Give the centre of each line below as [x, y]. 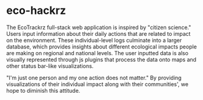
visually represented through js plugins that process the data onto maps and [101, 59]
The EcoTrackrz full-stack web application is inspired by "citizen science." [99, 27]
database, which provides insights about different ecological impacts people [101, 47]
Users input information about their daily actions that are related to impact [98, 33]
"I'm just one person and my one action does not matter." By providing [94, 78]
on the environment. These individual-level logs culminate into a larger [94, 40]
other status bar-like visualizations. [50, 66]
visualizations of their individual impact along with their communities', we [98, 84]
